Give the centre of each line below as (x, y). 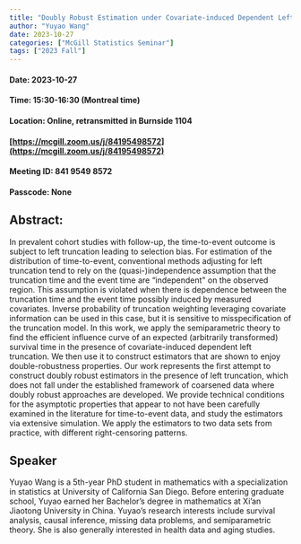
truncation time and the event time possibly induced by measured (130, 299)
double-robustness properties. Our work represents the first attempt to (140, 365)
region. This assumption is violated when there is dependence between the (148, 289)
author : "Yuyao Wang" (50, 26)
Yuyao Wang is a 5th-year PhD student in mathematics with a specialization (149, 482)
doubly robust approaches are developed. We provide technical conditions (147, 394)
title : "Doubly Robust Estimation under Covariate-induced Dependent (142, 18)
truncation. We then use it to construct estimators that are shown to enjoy (145, 356)
